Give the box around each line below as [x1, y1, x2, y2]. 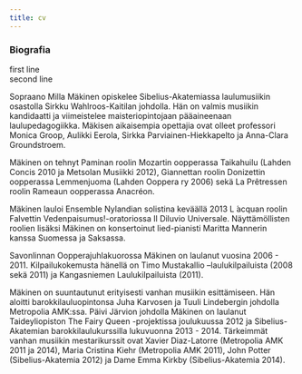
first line [9, 64, 40, 74]
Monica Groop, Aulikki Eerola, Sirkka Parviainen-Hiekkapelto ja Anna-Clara [9, 129, 288, 141]
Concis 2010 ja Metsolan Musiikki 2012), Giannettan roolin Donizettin [9, 166, 266, 177]
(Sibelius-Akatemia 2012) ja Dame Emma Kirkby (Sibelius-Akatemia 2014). [9, 354, 286, 365]
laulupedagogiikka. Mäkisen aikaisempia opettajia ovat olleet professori [9, 120, 277, 131]
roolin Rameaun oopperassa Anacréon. [9, 185, 156, 196]
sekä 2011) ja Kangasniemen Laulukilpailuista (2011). [9, 269, 204, 280]
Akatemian [9, 325, 50, 336]
